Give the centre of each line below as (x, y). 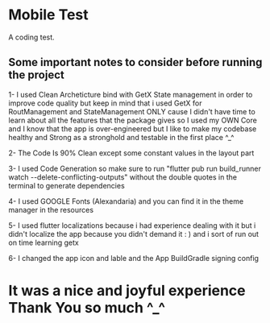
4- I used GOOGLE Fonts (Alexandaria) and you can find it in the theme (126, 201)
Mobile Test (48, 15)
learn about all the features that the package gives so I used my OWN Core (133, 120)
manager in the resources (51, 209)
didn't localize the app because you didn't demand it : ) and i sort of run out (134, 234)
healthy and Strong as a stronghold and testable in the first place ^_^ (121, 137)
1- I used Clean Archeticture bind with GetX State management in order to (131, 94)
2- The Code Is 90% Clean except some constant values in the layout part (131, 153)
